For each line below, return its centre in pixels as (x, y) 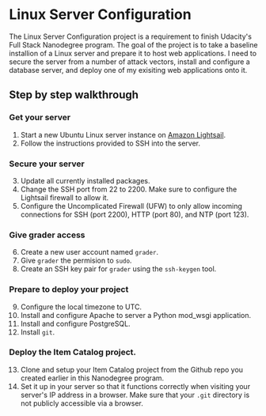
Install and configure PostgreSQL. (75, 323)
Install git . (37, 332)
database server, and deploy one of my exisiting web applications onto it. (128, 70)
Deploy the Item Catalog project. (73, 352)
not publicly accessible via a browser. (82, 403)
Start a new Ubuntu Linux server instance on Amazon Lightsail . (123, 134)
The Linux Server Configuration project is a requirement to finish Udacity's (131, 36)
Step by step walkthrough (74, 95)
